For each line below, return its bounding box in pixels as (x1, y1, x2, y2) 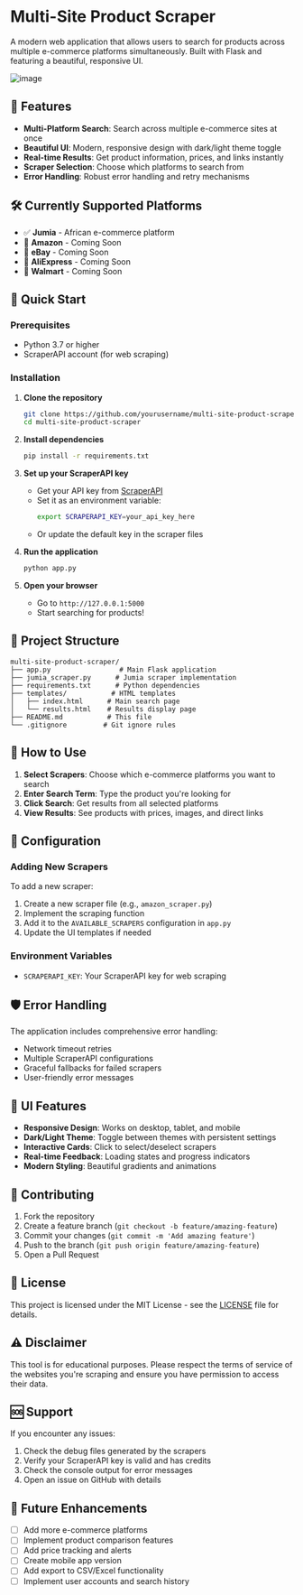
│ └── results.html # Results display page (10, 704, 197, 714)
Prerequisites (10, 319, 70, 331)
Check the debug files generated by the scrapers (23, 1446, 207, 1457)
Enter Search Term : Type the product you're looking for (23, 788, 232, 799)
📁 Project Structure (10, 634, 120, 649)
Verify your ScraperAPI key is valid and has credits (23, 1455, 211, 1466)
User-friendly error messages (23, 1072, 134, 1083)
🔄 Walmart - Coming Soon (23, 265, 123, 276)
